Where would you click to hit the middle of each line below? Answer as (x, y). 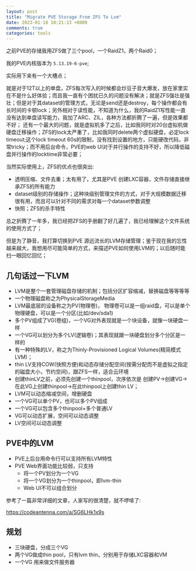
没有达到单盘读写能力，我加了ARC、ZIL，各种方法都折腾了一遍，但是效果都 (97, 117)
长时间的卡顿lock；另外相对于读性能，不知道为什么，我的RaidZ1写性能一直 (96, 110)
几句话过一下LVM (37, 276)
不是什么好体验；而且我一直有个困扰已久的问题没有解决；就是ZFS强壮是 (98, 96)
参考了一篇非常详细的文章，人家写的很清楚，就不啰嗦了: (74, 500)
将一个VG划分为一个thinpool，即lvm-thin (72, 480)
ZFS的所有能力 (37, 187)
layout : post (22, 11)
